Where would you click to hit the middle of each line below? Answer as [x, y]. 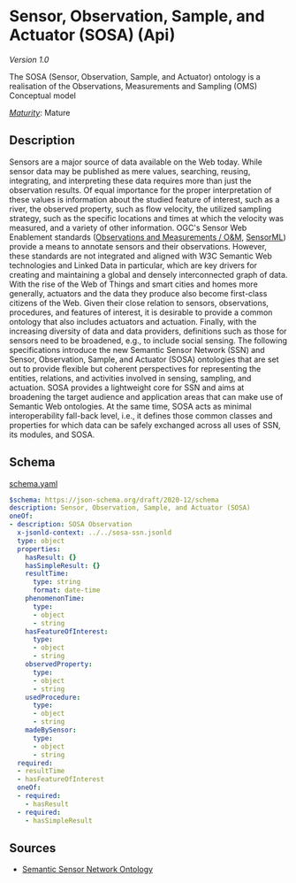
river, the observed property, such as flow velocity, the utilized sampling [140, 209]
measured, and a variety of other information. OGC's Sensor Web [128, 227]
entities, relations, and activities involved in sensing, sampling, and [130, 378]
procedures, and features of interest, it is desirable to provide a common [141, 312]
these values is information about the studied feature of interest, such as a [144, 199]
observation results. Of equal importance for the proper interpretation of [140, 190]
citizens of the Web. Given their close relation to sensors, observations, [139, 303]
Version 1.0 [29, 59]
